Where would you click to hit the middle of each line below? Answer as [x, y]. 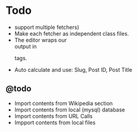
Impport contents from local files [55, 122]
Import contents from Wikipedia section [63, 103]
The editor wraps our [40, 40]
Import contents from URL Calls [53, 116]
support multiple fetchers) [47, 27]
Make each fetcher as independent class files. [71, 33]
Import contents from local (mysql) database [70, 110]
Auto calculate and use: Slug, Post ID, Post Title [73, 69]
